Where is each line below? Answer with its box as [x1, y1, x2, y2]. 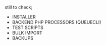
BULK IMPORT [12, 30, 42, 35]
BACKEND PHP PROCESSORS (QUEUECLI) [12, 19, 101, 25]
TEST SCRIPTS [12, 24, 44, 30]
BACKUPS [12, 35, 34, 41]
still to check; [5, 4, 33, 10]
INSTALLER [12, 14, 36, 19]
